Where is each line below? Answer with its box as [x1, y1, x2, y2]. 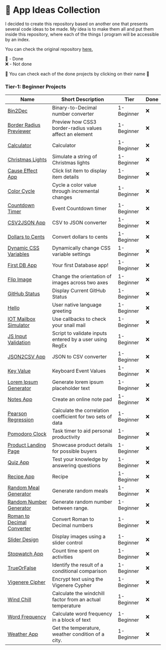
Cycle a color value [52, 181, 97, 188]
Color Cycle [7, 188, 35, 195]
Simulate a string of [52, 153, 97, 160]
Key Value [7, 368, 31, 375]
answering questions [52, 462, 101, 469]
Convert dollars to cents [52, 233, 108, 240]
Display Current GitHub [52, 287, 106, 294]
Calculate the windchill [52, 590, 105, 597]
